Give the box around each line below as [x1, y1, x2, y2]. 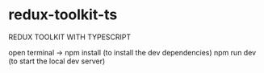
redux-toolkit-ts [8, 6, 118, 24]
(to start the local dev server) [8, 56, 106, 66]
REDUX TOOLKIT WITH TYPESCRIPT [8, 32, 132, 42]
